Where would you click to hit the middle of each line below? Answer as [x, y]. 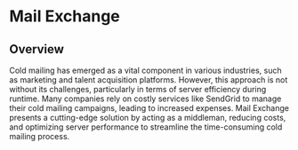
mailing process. [40, 136]
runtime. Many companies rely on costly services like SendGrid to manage [145, 99]
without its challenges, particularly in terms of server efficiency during [138, 89]
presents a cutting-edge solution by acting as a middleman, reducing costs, [148, 118]
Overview [37, 49]
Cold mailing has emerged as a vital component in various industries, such [145, 70]
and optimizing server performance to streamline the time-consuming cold [146, 127]
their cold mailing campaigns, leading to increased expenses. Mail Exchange [149, 108]
